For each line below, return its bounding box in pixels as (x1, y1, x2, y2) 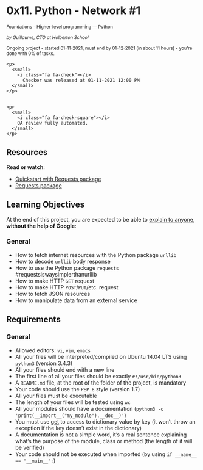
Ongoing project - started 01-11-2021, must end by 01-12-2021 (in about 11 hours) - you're (6, 45, 193, 51)
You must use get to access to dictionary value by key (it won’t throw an (15, 418, 196, 425)
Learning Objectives (6, 200, 85, 210)
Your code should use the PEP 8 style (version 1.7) (15, 385, 140, 392)
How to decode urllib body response (15, 258, 111, 265)
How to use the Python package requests (15, 264, 119, 272)
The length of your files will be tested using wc (15, 398, 131, 406)
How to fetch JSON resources (15, 290, 91, 297)
